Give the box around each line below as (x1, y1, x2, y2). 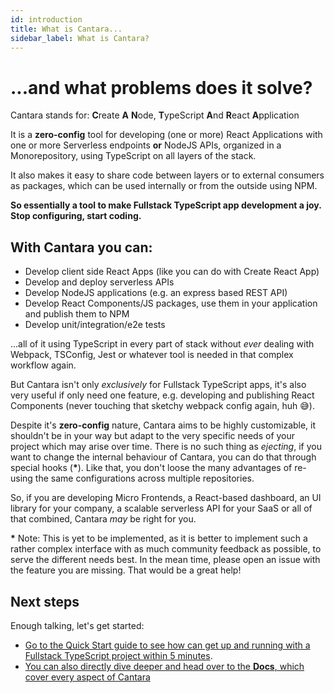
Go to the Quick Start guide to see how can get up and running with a (24, 639, 311, 651)
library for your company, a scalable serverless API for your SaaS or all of (10, 502, 313, 515)
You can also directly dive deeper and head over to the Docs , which (24, 660, 305, 672)
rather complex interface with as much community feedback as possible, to (10, 543, 322, 555)
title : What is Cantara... (10, 24, 123, 34)
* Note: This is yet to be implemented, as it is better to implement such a (10, 532, 308, 545)
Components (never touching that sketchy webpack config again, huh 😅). (10, 400, 315, 412)
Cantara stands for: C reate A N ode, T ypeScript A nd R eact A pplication (10, 109, 300, 121)
